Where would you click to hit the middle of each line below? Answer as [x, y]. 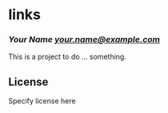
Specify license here [42, 101]
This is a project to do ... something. [67, 56]
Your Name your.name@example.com [84, 40]
